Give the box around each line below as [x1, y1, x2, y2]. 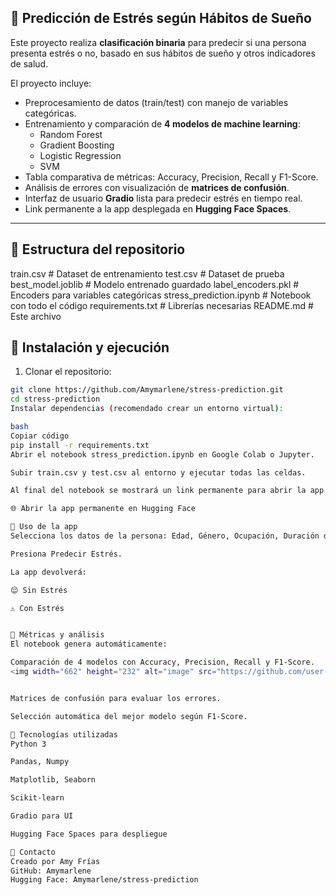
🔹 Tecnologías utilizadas [10, 729, 118, 740]
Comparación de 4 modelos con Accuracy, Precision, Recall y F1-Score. [10, 657, 315, 668]
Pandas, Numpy [10, 757, 70, 767]
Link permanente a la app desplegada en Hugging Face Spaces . [24, 202, 292, 215]
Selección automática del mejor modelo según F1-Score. [10, 711, 248, 721]
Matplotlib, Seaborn [10, 775, 97, 785]
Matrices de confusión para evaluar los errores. [10, 693, 222, 703]
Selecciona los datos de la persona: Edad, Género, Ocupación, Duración [10, 531, 320, 541]
